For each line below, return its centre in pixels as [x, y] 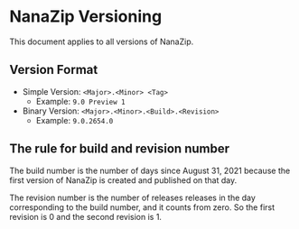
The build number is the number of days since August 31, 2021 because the [150, 170]
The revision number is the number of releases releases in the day [132, 197]
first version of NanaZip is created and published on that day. [123, 180]
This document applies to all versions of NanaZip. [102, 41]
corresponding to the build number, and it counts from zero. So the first [142, 207]
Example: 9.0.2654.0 [75, 120]
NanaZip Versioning [86, 17]
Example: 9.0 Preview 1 [80, 101]
